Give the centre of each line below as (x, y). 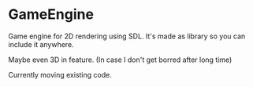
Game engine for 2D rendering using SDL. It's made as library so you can (127, 36)
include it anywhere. (41, 44)
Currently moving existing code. (60, 74)
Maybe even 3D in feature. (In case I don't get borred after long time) (120, 60)
